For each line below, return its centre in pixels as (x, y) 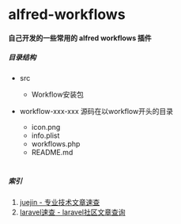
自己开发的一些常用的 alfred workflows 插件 (80, 38)
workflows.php (56, 143)
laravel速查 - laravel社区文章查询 (72, 212)
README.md (52, 152)
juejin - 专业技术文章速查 (60, 203)
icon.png (46, 127)
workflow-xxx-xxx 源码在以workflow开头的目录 (96, 111)
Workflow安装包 (58, 94)
